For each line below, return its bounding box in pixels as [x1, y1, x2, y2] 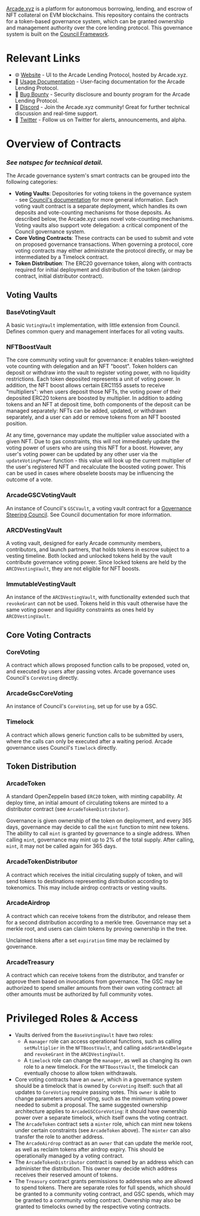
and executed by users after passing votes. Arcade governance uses [6, 667, 176, 675]
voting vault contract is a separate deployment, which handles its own [14, 203, 187, 210]
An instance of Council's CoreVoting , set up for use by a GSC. [6, 703, 158, 710]
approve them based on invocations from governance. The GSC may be [6, 978, 183, 985]
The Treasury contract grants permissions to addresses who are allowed [14, 1178, 193, 1185]
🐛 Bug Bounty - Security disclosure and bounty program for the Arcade [14, 90, 190, 98]
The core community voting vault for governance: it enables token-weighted [6, 356, 194, 364]
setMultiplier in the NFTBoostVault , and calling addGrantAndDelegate [23, 1044, 192, 1051]
